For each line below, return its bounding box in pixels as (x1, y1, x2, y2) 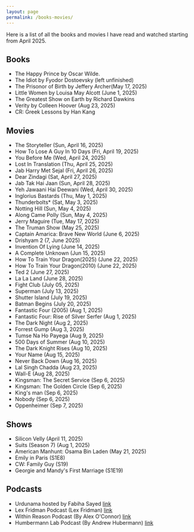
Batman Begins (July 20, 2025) (14, 300, 91, 308)
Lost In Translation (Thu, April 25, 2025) (14, 161, 113, 168)
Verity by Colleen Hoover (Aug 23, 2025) (14, 102, 116, 109)
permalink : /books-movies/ (6, 14, 73, 20)
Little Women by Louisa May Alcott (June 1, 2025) (14, 89, 137, 96)
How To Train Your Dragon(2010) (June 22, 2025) (14, 262, 137, 270)
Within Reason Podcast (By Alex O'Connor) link (14, 512, 131, 520)
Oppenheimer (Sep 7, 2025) (14, 402, 84, 409)
